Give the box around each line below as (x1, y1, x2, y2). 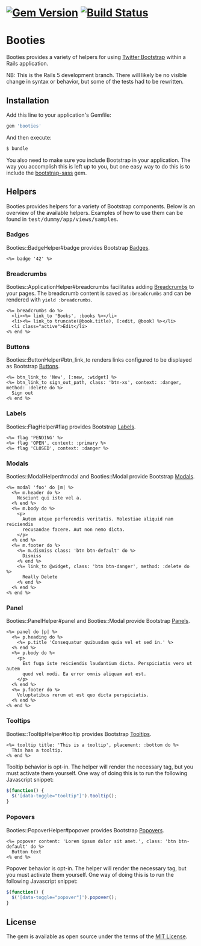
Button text (11, 849, 42, 855)
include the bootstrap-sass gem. (6, 169, 87, 176)
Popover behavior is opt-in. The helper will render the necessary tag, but (6, 864, 187, 872)
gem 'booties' (6, 123, 42, 129)
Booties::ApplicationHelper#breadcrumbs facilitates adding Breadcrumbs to (6, 283, 194, 291)
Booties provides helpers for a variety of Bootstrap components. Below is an (6, 202, 196, 210)
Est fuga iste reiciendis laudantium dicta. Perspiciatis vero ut (22, 661, 193, 667)
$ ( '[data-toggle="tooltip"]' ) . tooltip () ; (11, 793, 117, 799)
